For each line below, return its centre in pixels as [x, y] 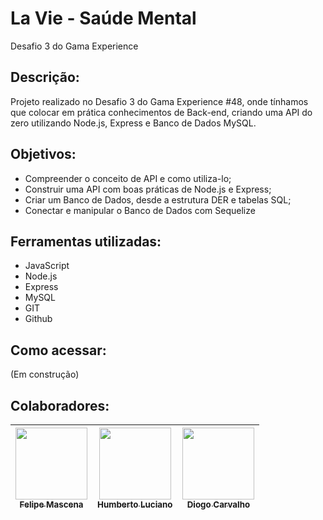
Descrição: [45, 77]
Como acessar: [58, 350]
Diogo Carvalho [218, 504]
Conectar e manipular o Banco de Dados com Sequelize [140, 210]
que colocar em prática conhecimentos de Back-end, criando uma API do [161, 112]
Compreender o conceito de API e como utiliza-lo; [128, 178]
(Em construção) [45, 374]
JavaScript [47, 266]
